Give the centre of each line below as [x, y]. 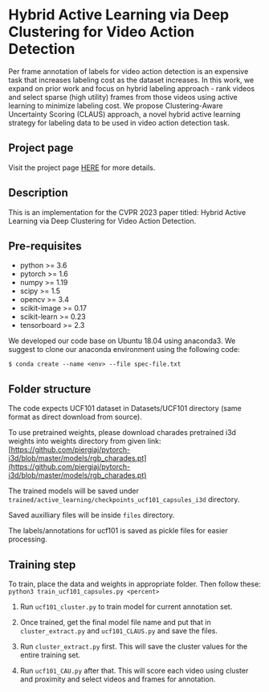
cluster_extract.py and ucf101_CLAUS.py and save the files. [119, 631]
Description [38, 193]
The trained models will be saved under [73, 491]
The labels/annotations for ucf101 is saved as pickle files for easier [118, 531]
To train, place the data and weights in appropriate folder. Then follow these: [134, 584]
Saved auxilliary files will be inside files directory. [92, 515]
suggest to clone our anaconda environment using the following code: [124, 350]
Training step [42, 564]
